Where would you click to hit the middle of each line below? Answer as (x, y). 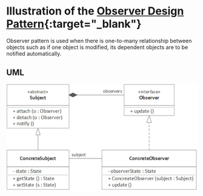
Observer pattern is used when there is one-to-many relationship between (99, 41)
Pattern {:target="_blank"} (74, 24)
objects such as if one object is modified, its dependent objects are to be (97, 47)
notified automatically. (34, 53)
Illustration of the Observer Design (95, 11)
